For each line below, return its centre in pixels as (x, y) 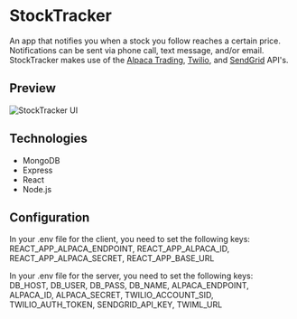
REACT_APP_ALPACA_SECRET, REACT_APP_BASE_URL (112, 258)
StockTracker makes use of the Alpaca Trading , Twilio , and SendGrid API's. (149, 60)
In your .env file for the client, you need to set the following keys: (130, 239)
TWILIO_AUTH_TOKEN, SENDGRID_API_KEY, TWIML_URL (116, 305)
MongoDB (41, 160)
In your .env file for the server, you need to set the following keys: (131, 276)
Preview (33, 88)
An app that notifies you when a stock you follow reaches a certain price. (145, 41)
